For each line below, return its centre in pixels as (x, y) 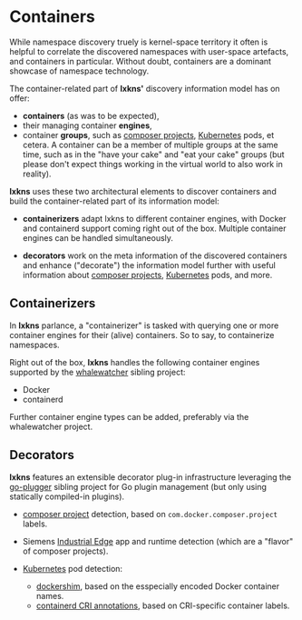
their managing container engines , (87, 125)
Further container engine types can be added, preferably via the (129, 416)
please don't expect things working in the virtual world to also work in (152, 164)
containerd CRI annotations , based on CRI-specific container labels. (163, 605)
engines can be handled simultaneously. (98, 237)
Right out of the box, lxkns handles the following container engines (135, 362)
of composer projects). (65, 551)
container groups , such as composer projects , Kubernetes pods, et (148, 135)
